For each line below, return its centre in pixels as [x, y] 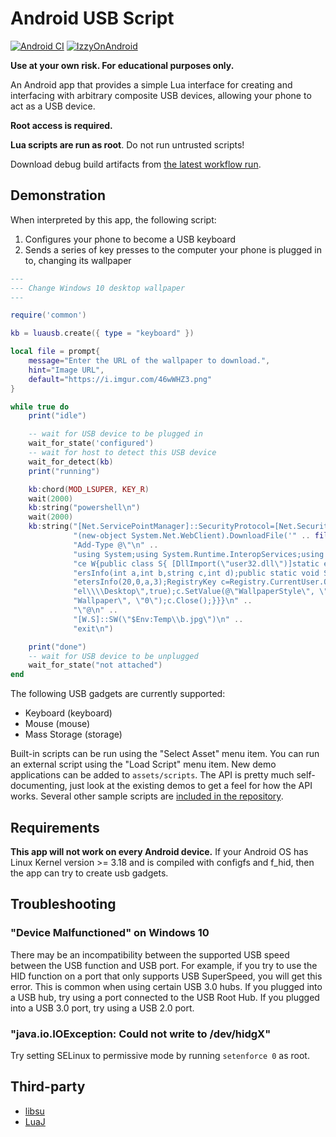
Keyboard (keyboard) [68, 713]
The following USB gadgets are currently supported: [118, 694]
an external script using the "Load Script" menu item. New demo [143, 764]
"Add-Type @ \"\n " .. [116, 545]
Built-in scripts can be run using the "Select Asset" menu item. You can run [165, 754]
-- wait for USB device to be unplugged [113, 656]
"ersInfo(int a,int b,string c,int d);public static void [196, 573]
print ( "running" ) [64, 471]
